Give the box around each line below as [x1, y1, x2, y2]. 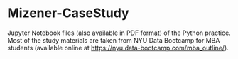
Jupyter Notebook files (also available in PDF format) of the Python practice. [7, 28, 231, 37]
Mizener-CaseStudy [7, 5, 129, 21]
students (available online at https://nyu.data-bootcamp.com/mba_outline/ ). [7, 43, 229, 52]
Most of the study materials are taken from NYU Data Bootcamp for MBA [7, 36, 220, 44]
